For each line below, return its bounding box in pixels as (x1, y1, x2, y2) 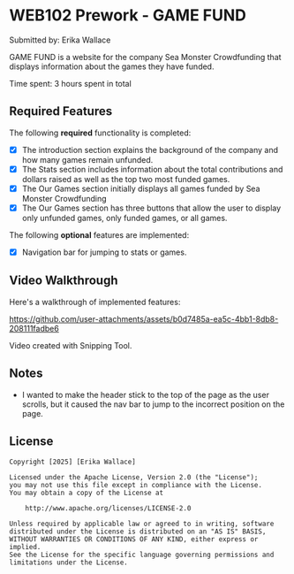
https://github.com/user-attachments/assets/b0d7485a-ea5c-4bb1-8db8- (9, 313, 279, 324)
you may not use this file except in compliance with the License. (9, 480, 263, 489)
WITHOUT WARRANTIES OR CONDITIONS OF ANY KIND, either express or (9, 534, 259, 544)
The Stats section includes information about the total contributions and (21, 164, 283, 174)
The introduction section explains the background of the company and (21, 144, 278, 155)
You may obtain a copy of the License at (9, 488, 164, 497)
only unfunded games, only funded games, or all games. (21, 213, 228, 223)
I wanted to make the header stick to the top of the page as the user (21, 389, 269, 400)
